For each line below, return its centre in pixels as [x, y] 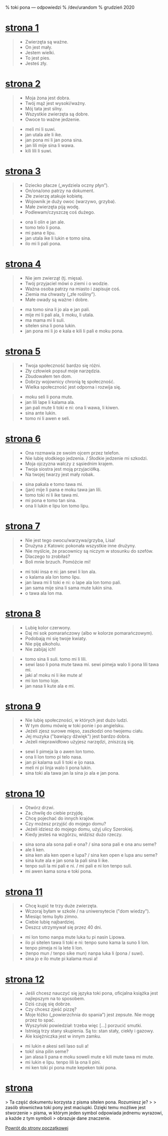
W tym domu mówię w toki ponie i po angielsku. [75, 726]
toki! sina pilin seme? [47, 1051]
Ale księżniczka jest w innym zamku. [63, 1036]
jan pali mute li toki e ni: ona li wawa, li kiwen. [72, 407]
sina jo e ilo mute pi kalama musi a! [61, 959]
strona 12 [25, 979]
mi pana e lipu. [40, 233]
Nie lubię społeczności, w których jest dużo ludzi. [76, 720]
